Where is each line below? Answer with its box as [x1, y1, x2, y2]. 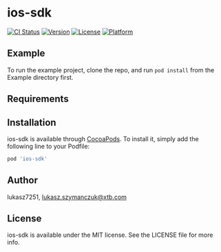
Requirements [7, 93, 69, 105]
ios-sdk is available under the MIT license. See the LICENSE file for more [7, 231, 213, 239]
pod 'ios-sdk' [7, 155, 48, 162]
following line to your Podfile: [7, 142, 90, 150]
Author [7, 174, 38, 187]
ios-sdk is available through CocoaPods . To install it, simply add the [7, 134, 199, 143]
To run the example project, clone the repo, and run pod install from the [7, 65, 215, 74]
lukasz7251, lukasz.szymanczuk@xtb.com [7, 193, 127, 201]
